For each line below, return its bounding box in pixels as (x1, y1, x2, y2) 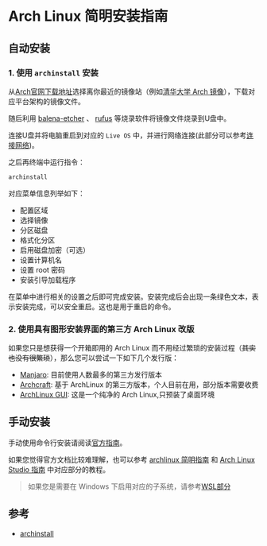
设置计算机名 (19, 255, 62, 265)
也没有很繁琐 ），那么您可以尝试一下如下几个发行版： (8, 353, 179, 362)
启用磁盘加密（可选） (19, 245, 90, 254)
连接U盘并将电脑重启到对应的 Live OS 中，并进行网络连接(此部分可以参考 (8, 130, 247, 140)
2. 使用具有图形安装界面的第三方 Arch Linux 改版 (8, 323, 195, 335)
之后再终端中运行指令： (8, 157, 85, 167)
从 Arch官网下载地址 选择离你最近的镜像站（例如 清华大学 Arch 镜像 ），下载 (8, 87, 249, 96)
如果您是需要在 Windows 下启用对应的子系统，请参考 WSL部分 (27, 482, 231, 491)
